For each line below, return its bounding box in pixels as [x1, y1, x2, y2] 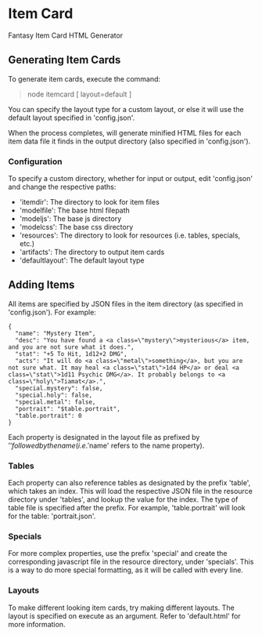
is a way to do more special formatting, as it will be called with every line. [8, 565, 244, 575]
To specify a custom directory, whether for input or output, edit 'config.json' [8, 174, 253, 183]
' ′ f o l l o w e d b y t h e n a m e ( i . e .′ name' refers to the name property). [8, 441, 205, 450]
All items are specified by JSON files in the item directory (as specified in [8, 299, 244, 308]
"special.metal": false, [15, 397, 96, 406]
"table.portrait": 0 [15, 412, 82, 419]
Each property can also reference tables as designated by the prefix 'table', [8, 478, 251, 488]
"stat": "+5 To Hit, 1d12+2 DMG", [15, 350, 127, 357]
